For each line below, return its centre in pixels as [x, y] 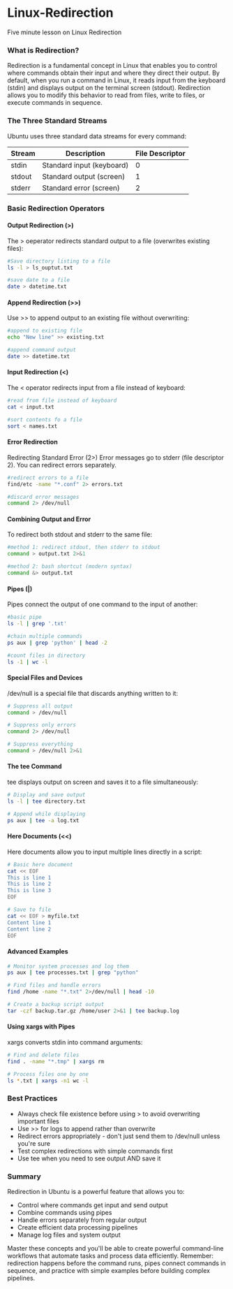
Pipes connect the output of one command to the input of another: [103, 604]
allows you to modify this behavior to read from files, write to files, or [106, 95]
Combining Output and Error [49, 519]
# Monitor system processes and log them [68, 966]
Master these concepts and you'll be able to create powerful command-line [115, 1248]
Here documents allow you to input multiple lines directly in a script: [105, 852]
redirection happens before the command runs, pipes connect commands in [116, 1263]
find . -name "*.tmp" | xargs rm [56, 1061]
